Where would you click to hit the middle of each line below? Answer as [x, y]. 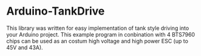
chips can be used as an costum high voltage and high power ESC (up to [97, 41]
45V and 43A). [25, 47]
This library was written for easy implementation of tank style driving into [98, 28]
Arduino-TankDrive [56, 11]
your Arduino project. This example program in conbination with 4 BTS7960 [101, 34]
